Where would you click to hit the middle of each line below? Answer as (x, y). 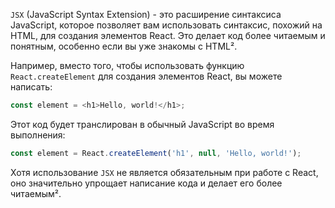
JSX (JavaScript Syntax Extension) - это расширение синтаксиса (146, 14)
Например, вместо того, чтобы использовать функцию (127, 65)
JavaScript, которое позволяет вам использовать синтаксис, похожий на (166, 25)
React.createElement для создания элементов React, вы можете (146, 76)
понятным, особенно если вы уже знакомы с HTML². (124, 46)
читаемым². (36, 193)
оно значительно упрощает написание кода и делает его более (146, 183)
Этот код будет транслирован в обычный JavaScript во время (142, 124)
